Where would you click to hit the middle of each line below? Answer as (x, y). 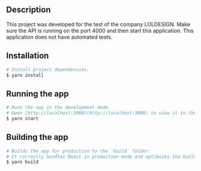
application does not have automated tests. (59, 37)
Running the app (37, 94)
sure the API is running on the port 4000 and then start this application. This (100, 30)
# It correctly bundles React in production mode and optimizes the (93, 157)
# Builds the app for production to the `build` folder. (79, 151)
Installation (28, 56)
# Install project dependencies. (48, 69)
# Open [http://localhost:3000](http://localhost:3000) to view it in (96, 113)
